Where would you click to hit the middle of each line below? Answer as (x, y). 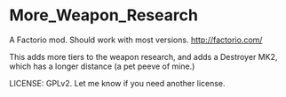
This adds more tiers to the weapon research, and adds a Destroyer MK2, (143, 56)
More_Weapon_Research (103, 15)
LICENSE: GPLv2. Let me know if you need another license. (117, 83)
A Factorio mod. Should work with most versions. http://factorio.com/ (136, 40)
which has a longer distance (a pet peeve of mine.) (102, 66)
